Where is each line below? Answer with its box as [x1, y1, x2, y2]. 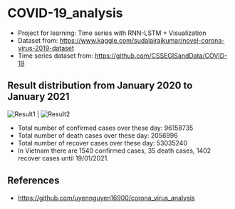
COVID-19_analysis [7, 5, 123, 21]
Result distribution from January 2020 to [7, 80, 193, 92]
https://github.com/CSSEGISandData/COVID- [95, 51, 228, 60]
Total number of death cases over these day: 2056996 [17, 131, 178, 140]
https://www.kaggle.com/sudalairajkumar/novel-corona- [59, 36, 225, 44]
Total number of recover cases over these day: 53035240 [17, 138, 187, 147]
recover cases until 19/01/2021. [17, 153, 109, 162]
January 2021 [7, 91, 70, 103]
